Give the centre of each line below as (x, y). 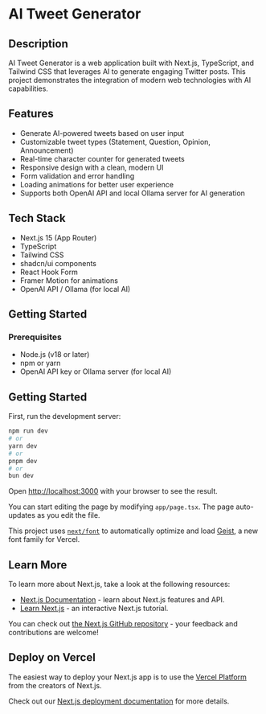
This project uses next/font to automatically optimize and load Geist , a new (133, 531)
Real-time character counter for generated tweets (102, 158)
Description (38, 44)
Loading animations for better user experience (97, 184)
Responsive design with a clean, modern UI (92, 167)
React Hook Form (49, 272)
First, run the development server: (65, 416)
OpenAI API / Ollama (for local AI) (75, 289)
